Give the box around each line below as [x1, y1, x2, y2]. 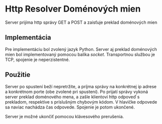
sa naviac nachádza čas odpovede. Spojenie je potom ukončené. [5, 104, 135, 110]
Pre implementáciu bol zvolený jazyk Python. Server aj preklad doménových [5, 46, 157, 52]
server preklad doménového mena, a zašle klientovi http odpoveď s [5, 93, 140, 100]
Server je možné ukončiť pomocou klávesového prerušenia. [5, 113, 124, 119]
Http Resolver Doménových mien [5, 3, 141, 15]
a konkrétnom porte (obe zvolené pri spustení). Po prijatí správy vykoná [5, 89, 148, 94]
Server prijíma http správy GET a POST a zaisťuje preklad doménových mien [5, 19, 158, 25]
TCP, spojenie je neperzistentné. [5, 57, 70, 62]
